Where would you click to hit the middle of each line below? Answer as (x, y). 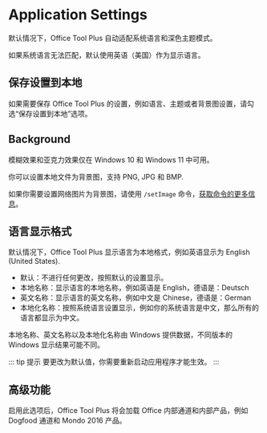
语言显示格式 (40, 231)
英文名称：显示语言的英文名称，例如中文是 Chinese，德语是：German (136, 297)
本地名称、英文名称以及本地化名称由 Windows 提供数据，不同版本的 (120, 335)
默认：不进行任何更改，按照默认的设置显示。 (94, 277)
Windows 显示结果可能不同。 (56, 345)
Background (39, 139)
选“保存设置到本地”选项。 (50, 113)
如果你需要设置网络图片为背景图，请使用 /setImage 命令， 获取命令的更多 (128, 193)
